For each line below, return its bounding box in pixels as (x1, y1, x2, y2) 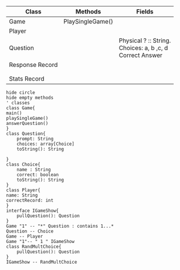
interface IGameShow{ (6, 208, 59, 214)
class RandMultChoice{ (6, 244, 62, 249)
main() (6, 110, 22, 116)
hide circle (6, 90, 35, 96)
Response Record (9, 61, 58, 69)
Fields (136, 8, 154, 15)
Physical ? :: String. (118, 36, 171, 45)
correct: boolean (16, 172, 59, 178)
